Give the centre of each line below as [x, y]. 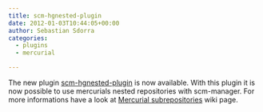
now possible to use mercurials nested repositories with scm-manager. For [131, 91]
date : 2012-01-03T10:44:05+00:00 [64, 23]
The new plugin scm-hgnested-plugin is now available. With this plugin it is [132, 82]
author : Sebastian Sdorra [51, 30]
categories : [28, 38]
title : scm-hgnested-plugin [55, 16]
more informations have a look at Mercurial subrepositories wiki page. [123, 100]
